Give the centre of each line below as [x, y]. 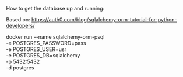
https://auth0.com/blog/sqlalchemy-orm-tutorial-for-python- [104, 19]
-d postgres [20, 68]
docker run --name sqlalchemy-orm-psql [55, 37]
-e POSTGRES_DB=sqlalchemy [43, 55]
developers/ [20, 26]
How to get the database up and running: [55, 8]
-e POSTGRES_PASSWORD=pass [46, 43]
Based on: [18, 19]
